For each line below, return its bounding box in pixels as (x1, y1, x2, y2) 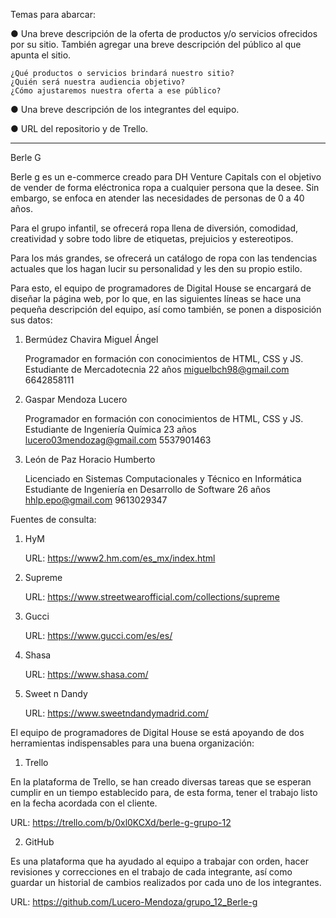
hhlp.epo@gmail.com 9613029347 (24, 494, 168, 506)
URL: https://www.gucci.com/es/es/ (24, 630, 173, 641)
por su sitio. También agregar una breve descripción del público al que (10, 39, 302, 50)
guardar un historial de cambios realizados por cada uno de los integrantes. (10, 877, 322, 888)
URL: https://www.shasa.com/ (24, 669, 149, 680)
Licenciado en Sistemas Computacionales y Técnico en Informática (24, 473, 302, 484)
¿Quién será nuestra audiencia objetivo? (10, 77, 186, 87)
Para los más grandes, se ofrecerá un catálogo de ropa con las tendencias (10, 252, 318, 264)
